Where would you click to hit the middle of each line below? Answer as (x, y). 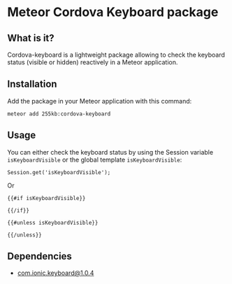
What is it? (31, 38)
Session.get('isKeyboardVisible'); (59, 172)
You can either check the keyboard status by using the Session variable (110, 152)
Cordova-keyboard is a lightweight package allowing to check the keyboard (116, 55)
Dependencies (39, 256)
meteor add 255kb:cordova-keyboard (59, 114)
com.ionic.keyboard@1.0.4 (56, 273)
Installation (32, 84)
